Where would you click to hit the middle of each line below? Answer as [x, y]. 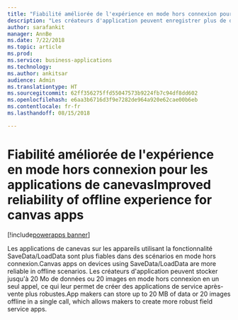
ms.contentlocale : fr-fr [44, 107]
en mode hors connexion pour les [108, 170]
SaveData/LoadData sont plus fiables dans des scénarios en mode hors [112, 256]
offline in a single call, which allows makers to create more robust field [110, 301]
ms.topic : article [34, 47]
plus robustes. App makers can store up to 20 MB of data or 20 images [128, 294]
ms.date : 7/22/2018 [36, 41]
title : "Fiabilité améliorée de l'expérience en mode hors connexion [112, 14]
